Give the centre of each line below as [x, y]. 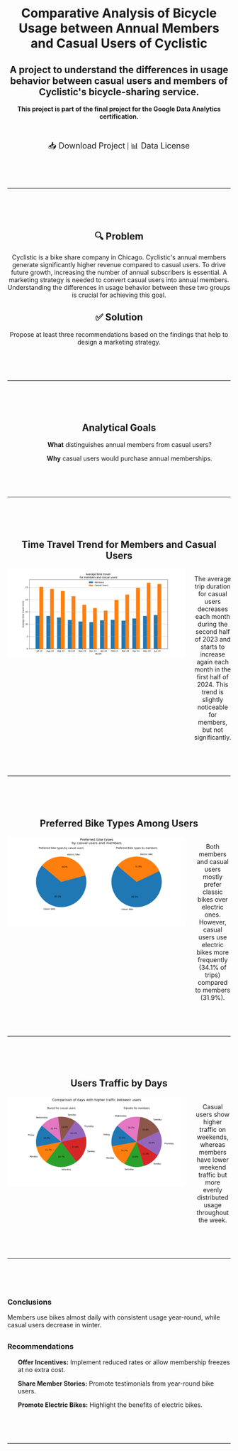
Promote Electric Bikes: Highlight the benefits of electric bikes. [110, 1405]
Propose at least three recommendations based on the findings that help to [119, 334]
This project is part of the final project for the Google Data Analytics [119, 109]
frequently [212, 960]
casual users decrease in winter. [55, 1325]
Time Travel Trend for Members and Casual [119, 544]
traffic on [213, 1129]
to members [213, 990]
